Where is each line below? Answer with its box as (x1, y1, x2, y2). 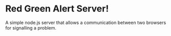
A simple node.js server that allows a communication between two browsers (5, 19, 166, 25)
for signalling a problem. (5, 24, 57, 30)
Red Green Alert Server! (5, 3, 109, 14)
